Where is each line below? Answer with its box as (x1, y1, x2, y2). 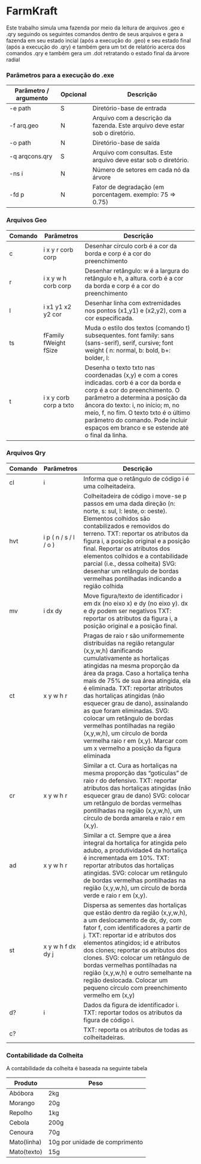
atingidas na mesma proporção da (83, 661, 179, 670)
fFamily (43, 331, 65, 339)
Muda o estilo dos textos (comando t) (84, 323, 190, 332)
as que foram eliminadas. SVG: (83, 706, 169, 715)
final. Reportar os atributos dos (83, 544, 170, 553)
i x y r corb (43, 245, 74, 253)
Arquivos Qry (6, 449, 46, 457)
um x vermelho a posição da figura (83, 744, 181, 752)
